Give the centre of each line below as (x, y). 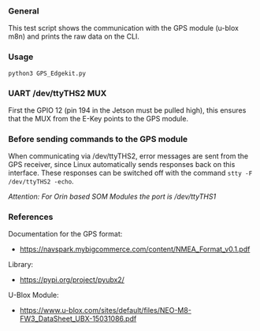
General (24, 11)
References (31, 217)
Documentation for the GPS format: (65, 234)
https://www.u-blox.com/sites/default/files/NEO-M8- (105, 311)
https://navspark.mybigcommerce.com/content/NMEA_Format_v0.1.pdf (135, 249)
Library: (21, 265)
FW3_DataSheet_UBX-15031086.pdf (78, 319)
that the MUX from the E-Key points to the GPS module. (98, 118)
